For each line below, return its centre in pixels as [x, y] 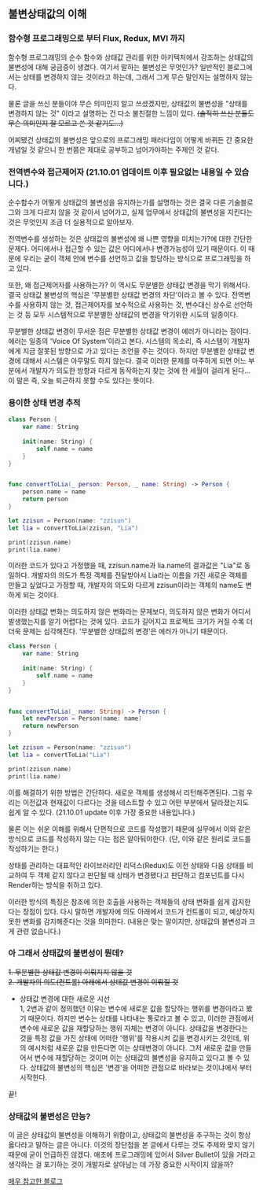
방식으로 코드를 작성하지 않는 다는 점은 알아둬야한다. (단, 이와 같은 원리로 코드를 [130, 838]
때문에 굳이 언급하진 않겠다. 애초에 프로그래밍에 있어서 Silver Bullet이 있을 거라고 [132, 1154]
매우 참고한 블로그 [35, 1181]
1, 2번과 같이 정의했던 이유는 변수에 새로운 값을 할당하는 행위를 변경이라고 [132, 1008]
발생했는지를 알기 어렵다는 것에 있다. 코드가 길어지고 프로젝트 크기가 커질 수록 [126, 622]
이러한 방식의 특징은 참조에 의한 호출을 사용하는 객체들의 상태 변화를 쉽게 [119, 901]
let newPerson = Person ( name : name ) [82, 718]
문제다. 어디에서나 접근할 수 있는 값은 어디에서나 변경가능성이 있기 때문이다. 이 [128, 248]
